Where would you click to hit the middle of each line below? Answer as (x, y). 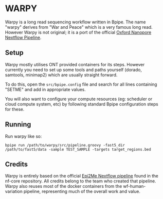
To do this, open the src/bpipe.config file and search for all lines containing (81, 84)
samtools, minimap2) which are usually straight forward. (61, 75)
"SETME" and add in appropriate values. (45, 89)
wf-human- (134, 186)
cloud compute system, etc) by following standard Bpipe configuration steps (82, 104)
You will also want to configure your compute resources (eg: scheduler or (79, 99)
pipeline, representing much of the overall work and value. (82, 191)
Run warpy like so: (24, 136)
